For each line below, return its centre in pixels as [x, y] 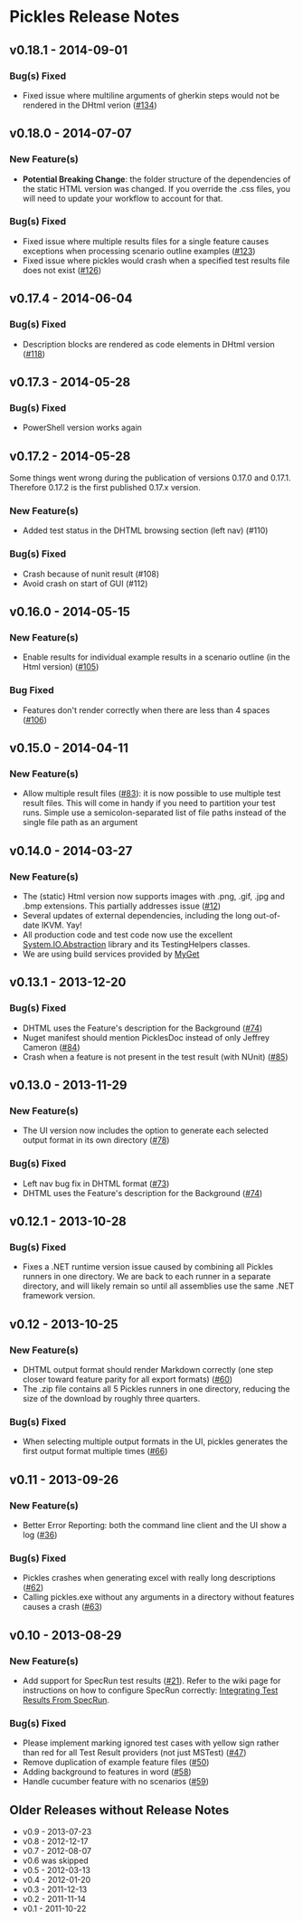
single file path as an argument [80, 823]
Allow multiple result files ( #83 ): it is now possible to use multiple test [151, 794]
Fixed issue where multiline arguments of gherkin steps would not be [151, 95]
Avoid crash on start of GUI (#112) [85, 583]
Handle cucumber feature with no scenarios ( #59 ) [116, 1782]
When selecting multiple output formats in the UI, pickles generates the [155, 1441]
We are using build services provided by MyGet [111, 954]
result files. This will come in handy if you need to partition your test [149, 804]
